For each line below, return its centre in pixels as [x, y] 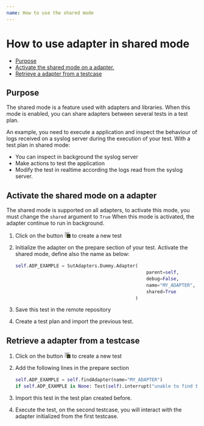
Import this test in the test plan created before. [73, 398]
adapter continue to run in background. [55, 223]
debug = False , [163, 279]
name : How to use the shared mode [50, 13]
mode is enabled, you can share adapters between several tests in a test [97, 114]
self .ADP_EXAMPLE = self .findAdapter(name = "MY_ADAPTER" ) [89, 380]
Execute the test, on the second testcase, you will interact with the [98, 410]
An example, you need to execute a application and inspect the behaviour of [102, 132]
